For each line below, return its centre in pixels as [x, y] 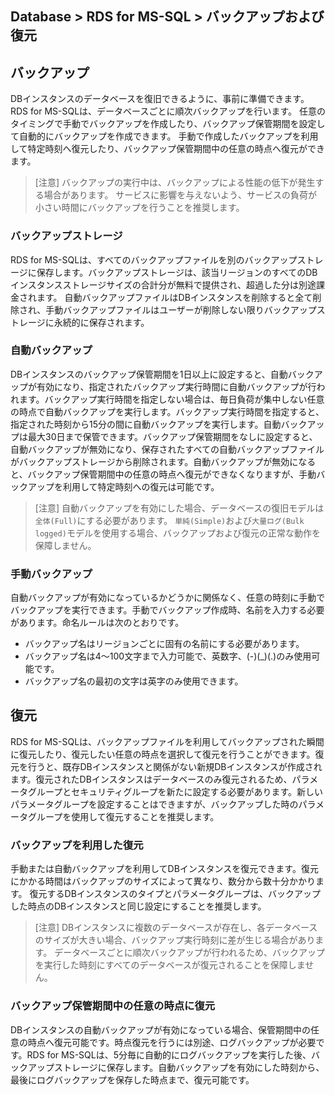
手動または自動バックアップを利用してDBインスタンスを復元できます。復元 [164, 869]
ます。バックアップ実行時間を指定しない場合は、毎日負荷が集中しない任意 [171, 399]
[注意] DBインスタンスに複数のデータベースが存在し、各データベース [176, 928]
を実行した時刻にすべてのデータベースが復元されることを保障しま [170, 965]
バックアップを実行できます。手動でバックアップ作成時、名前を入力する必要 [167, 610]
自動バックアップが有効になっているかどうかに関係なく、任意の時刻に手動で [168, 598]
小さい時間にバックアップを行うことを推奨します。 [139, 208]
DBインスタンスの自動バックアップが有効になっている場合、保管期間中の [161, 1029]
